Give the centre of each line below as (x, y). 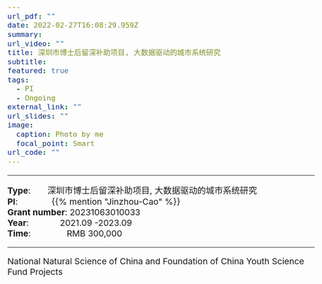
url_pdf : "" (31, 16)
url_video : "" (36, 43)
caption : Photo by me (60, 134)
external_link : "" (45, 107)
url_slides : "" (38, 116)
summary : (25, 34)
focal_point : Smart (55, 143)
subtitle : (27, 62)
